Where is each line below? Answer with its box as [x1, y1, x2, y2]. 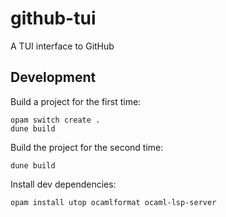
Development [10, 69, 97, 86]
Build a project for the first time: [10, 95, 142, 107]
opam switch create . [10, 115, 101, 125]
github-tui [10, 7, 97, 30]
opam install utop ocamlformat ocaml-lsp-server [10, 197, 217, 207]
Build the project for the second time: [10, 141, 164, 153]
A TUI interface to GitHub [10, 40, 115, 52]
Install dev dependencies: [10, 178, 117, 190]
